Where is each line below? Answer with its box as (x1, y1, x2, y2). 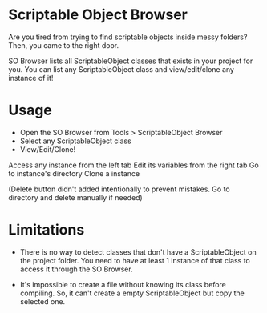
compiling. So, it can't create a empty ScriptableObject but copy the (19, 288, 245, 298)
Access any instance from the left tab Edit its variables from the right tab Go (8, 160, 259, 170)
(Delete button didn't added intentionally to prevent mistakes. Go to (8, 184, 230, 194)
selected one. (19, 296, 66, 306)
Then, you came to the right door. (8, 40, 119, 50)
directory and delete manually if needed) (8, 192, 143, 202)
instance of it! (8, 73, 54, 82)
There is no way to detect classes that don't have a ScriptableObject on (19, 247, 257, 257)
